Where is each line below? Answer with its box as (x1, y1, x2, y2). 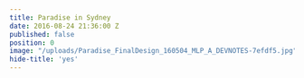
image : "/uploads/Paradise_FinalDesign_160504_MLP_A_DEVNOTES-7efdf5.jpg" (9, 47, 298, 56)
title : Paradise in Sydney (9, 13, 111, 22)
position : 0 (9, 38, 54, 48)
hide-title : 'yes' (9, 55, 79, 64)
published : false (9, 30, 75, 39)
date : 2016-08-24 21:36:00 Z (9, 22, 119, 30)
